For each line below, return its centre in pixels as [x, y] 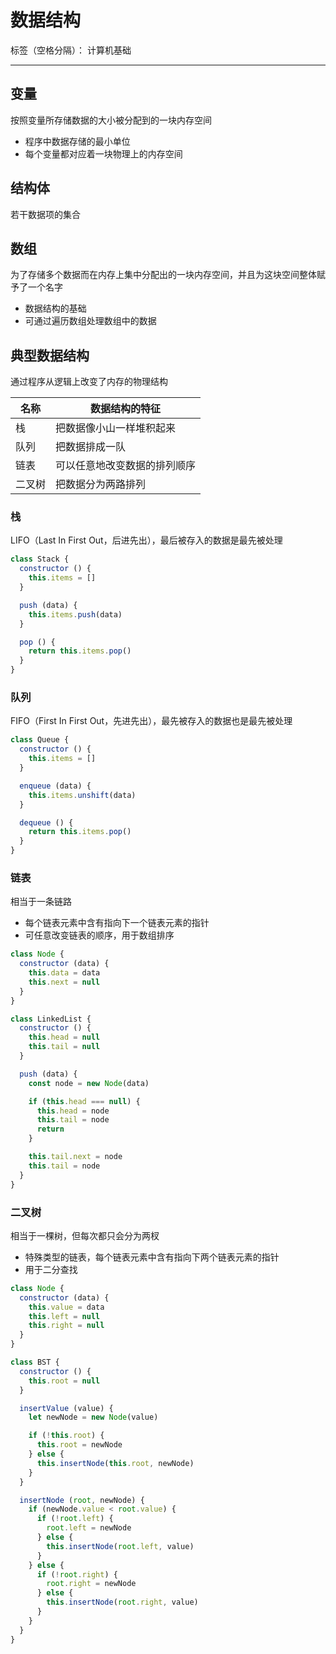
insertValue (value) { [66, 1408]
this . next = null [64, 982]
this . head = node [73, 1111]
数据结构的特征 [126, 409]
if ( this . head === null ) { [84, 1101]
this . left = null [64, 1316]
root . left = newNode [89, 1528]
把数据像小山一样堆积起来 [116, 428]
